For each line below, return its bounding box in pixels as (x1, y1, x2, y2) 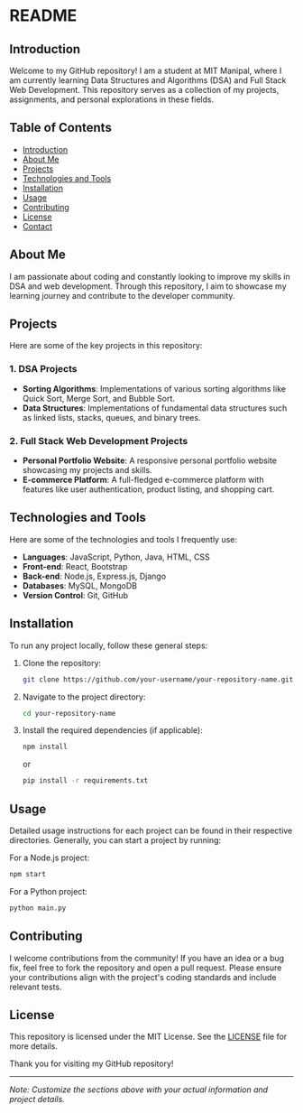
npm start (9, 869, 47, 878)
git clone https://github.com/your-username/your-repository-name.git (22, 674, 294, 684)
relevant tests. (9, 981, 62, 992)
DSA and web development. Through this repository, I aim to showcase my (9, 281, 287, 292)
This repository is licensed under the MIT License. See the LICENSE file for (9, 1031, 288, 1043)
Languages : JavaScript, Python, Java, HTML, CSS (22, 552, 210, 562)
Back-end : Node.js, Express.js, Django (22, 570, 167, 581)
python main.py (9, 904, 67, 913)
